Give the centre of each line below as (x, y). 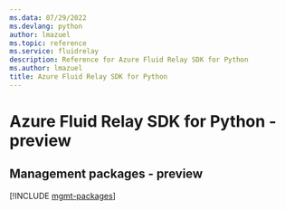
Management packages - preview (106, 174)
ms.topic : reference (48, 43)
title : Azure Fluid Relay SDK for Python (89, 77)
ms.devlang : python (46, 26)
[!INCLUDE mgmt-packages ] (62, 196)
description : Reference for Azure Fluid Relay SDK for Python (129, 60)
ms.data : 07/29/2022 (48, 18)
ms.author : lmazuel (46, 69)
